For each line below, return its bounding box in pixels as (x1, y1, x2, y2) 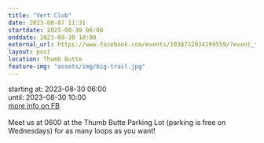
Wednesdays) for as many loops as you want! (8, 126, 156, 135)
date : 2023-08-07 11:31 (8, 19, 86, 27)
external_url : (8, 41, 55, 49)
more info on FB (8, 101, 60, 110)
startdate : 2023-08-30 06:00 (8, 26, 104, 34)
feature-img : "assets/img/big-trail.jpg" (8, 63, 146, 71)
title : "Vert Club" (8, 11, 72, 20)
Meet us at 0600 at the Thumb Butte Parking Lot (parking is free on (8, 117, 226, 126)
